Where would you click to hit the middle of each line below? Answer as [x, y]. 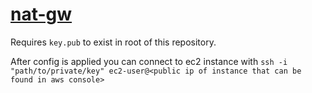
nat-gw [41, 14]
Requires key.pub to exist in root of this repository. [113, 42]
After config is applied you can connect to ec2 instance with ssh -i [149, 61]
